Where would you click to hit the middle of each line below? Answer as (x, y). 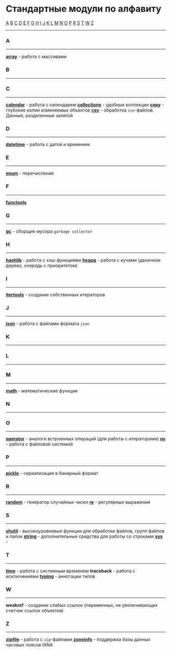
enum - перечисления (30, 174)
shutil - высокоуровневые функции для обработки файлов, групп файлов (85, 531)
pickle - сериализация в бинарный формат (52, 473)
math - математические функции (42, 391)
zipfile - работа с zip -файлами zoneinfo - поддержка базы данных (78, 639)
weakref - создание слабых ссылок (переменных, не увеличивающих (82, 605)
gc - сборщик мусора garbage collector (49, 231)
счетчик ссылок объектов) (35, 610)
